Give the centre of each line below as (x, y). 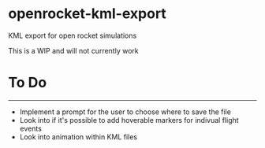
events (30, 128)
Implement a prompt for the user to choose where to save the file (125, 112)
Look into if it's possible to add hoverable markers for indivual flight (129, 120)
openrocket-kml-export (88, 14)
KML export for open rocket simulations (73, 35)
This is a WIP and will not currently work (74, 50)
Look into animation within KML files (78, 137)
